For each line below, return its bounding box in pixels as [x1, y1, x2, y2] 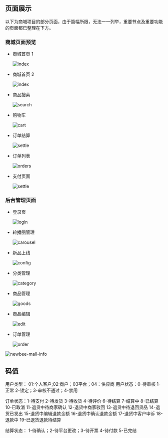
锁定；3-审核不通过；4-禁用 [19, 387, 78, 393]
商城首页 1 [12, 51, 33, 57]
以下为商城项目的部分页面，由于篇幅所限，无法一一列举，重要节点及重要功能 [5, 19, 163, 25]
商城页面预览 [5, 39, 36, 46]
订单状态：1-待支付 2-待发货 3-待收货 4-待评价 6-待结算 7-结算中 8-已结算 [5, 398, 158, 404]
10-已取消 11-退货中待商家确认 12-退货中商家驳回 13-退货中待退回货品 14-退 [5, 404, 160, 410]
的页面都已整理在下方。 [5, 25, 53, 31]
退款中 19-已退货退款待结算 [5, 417, 61, 423]
